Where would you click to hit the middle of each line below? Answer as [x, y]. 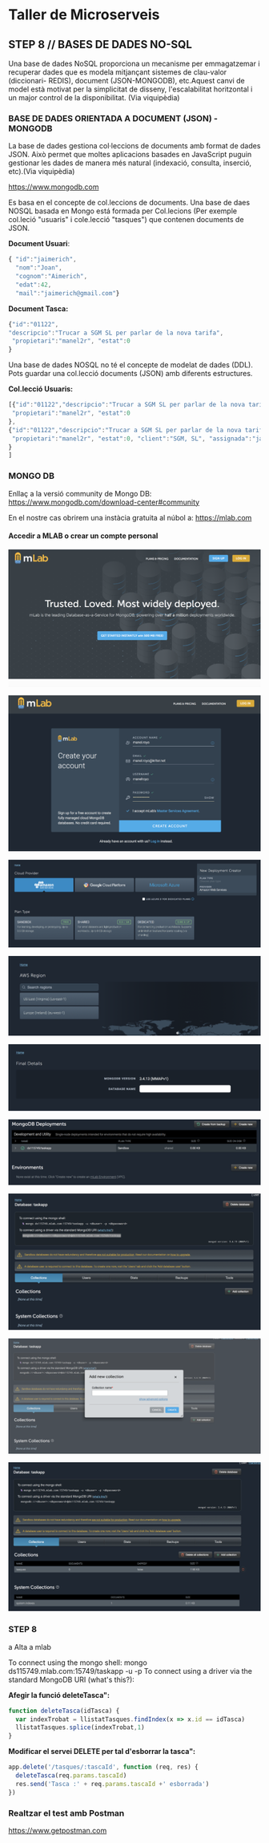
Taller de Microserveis [84, 15]
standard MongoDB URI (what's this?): [71, 1679]
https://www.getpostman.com [58, 1831]
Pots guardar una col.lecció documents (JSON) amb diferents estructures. [130, 374]
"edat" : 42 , [34, 285]
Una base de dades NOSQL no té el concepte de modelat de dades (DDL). [131, 365]
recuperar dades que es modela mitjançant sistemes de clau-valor [118, 72]
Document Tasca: [38, 308]
